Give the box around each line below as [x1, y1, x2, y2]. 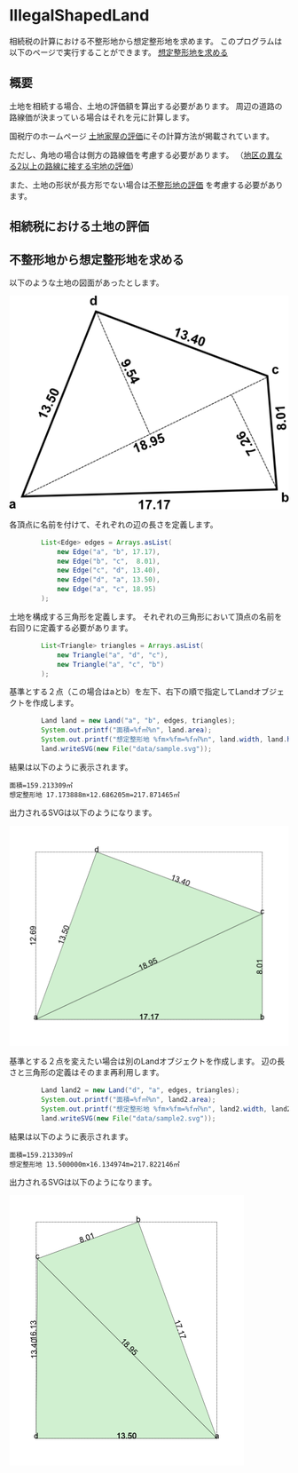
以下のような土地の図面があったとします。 [9, 277, 164, 288]
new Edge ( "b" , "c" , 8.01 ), [56, 557, 161, 566]
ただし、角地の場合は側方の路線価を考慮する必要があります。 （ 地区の [9, 149, 268, 160]
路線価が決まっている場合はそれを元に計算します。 [9, 112, 195, 123]
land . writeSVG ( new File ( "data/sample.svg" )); [41, 745, 213, 754]
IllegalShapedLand [9, 5, 150, 26]
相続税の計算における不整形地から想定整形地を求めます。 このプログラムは [9, 36, 283, 46]
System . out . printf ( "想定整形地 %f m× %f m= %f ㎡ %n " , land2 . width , [41, 1105, 268, 1114]
